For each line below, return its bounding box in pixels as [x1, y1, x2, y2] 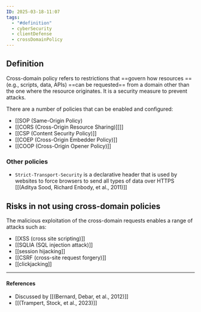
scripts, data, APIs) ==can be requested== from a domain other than [20, 81, 190, 88]
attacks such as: [6, 223, 47, 231]
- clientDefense [11, 31, 52, 37]
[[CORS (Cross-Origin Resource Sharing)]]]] [14, 123, 124, 131]
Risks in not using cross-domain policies [6, 201, 161, 211]
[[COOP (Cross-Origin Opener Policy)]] [14, 142, 112, 150]
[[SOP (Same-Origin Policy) [14, 117, 83, 124]
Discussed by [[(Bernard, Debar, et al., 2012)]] [14, 293, 129, 300]
